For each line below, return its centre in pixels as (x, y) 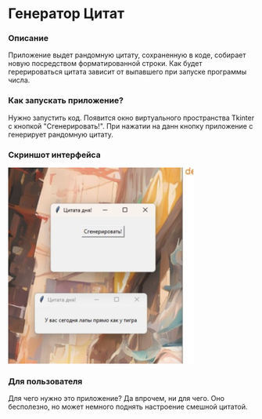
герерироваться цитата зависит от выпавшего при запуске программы (127, 72)
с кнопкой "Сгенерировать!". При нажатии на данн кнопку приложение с (131, 126)
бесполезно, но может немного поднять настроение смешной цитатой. (128, 407)
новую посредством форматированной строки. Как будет (105, 64)
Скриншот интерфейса (54, 155)
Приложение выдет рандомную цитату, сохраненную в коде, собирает (127, 55)
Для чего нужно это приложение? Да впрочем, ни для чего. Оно (117, 399)
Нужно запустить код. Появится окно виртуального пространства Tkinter (131, 118)
